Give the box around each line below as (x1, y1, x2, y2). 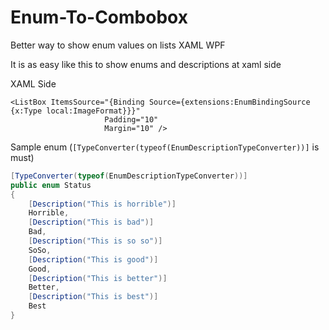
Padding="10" (104, 114, 159, 125)
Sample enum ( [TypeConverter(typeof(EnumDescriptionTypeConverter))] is (10, 141, 320, 153)
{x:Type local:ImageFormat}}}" (10, 106, 141, 116)
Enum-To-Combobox (10, 6, 188, 29)
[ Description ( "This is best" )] (28, 292, 159, 302)
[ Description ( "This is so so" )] (28, 236, 163, 246)
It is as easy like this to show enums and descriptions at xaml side (10, 58, 282, 70)
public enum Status (10, 180, 92, 190)
